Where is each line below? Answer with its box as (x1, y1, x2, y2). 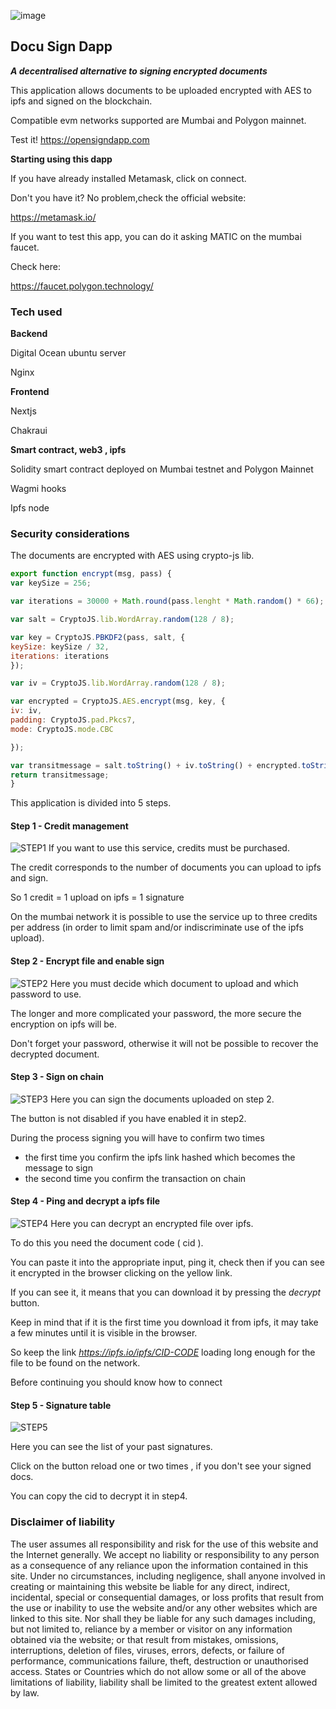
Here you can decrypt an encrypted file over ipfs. (50, 1218, 254, 1230)
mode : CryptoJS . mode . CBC (10, 724, 114, 734)
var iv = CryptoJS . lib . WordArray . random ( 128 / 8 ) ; (10, 678, 226, 689)
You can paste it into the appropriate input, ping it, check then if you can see (10, 1256, 325, 1269)
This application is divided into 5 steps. (10, 797, 172, 809)
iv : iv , (10, 706, 43, 716)
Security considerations (10, 527, 130, 541)
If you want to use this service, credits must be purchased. (48, 842, 290, 854)
